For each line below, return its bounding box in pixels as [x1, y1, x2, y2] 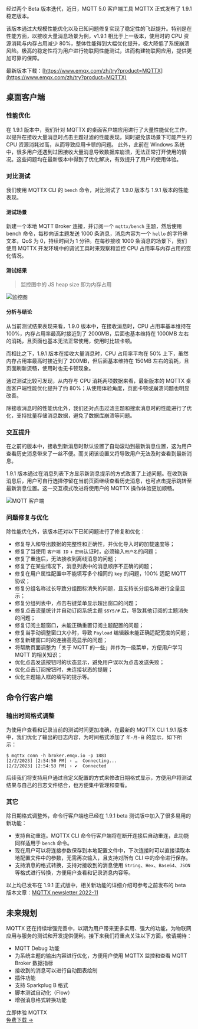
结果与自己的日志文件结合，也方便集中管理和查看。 [6, 781, 130, 789]
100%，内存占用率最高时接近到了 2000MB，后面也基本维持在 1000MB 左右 [6, 330, 189, 337]
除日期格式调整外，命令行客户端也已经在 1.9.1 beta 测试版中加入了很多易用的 [6, 812, 192, 819]
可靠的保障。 [11, 55, 42, 61]
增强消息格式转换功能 [14, 996, 67, 1003]
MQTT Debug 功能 [14, 945, 60, 952]
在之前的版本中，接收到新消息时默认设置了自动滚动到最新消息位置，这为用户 [6, 442, 192, 450]
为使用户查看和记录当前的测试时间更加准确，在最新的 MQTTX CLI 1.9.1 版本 [6, 726, 188, 733]
